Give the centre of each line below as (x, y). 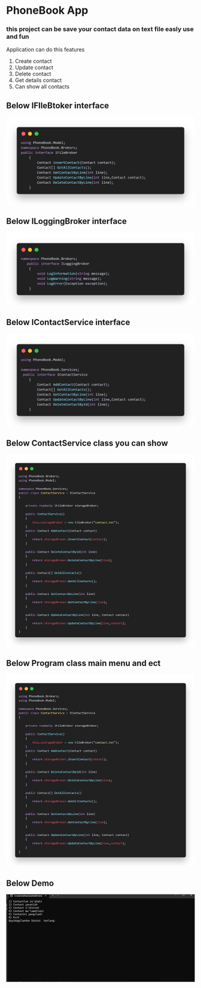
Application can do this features (45, 50)
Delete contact (33, 74)
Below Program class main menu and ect (83, 663)
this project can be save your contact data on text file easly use (100, 29)
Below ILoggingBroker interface (67, 221)
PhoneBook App (47, 10)
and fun (18, 37)
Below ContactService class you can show (87, 443)
